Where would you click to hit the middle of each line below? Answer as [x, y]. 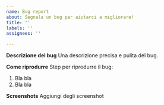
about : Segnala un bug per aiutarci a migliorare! [70, 17]
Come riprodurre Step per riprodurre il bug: [60, 67]
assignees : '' [24, 34]
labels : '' [20, 28]
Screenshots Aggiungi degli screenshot [55, 96]
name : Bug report [28, 12]
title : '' [18, 22]
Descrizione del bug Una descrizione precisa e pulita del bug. [82, 55]
